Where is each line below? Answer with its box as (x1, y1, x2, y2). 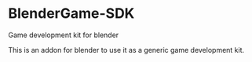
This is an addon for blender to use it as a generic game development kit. (8, 45, 245, 54)
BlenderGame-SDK (8, 5, 135, 22)
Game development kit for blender (8, 30, 119, 40)
